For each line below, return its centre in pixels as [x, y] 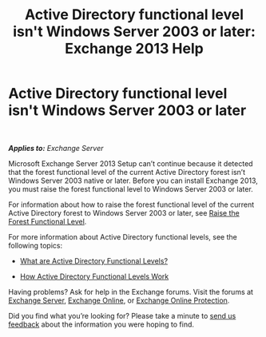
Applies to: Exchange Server [56, 148]
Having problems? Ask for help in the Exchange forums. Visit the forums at [131, 291]
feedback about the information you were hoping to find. [101, 324]
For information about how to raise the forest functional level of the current [131, 204]
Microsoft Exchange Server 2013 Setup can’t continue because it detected [131, 163]
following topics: [35, 245]
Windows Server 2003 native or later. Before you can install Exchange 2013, [133, 180]
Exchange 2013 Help [134, 49]
